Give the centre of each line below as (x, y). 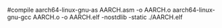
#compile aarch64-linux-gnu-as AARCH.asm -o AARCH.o (89, 10)
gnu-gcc (19, 17)
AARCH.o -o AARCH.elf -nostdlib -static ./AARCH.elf (108, 17)
